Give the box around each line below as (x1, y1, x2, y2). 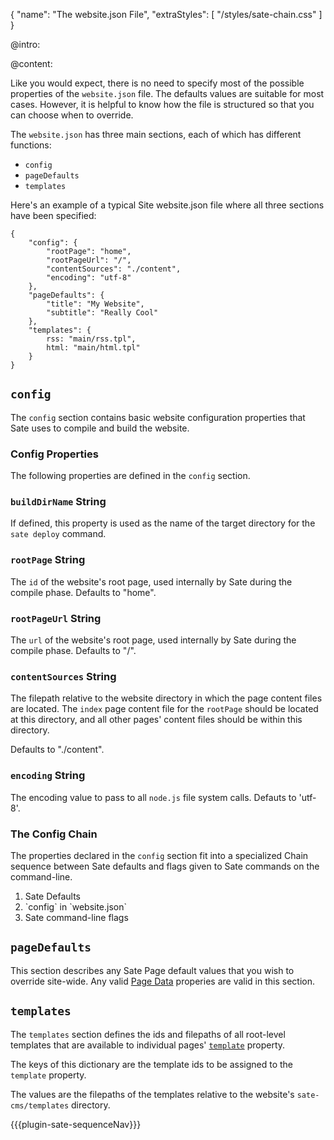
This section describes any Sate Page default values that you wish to (10, 964, 295, 976)
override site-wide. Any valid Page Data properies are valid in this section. (10, 975, 315, 987)
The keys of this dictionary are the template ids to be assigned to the (10, 1058, 293, 1070)
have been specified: (10, 210, 97, 221)
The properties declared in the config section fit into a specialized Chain (10, 849, 309, 861)
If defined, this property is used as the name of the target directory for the (10, 517, 316, 529)
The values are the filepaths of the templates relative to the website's (10, 1088, 295, 1100)
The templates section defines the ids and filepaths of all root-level (10, 1028, 286, 1040)
